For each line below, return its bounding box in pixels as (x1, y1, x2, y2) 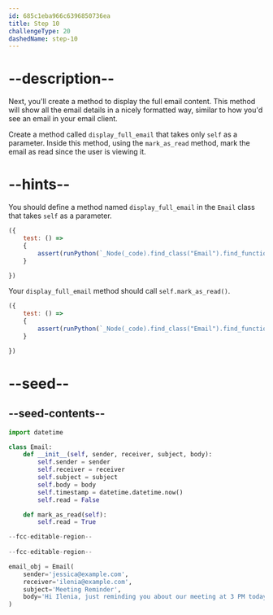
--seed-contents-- (8, 407, 106, 421)
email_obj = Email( (8, 562, 75, 570)
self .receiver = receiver (37, 465, 126, 474)
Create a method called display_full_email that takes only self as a (8, 129, 238, 139)
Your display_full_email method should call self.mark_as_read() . (8, 286, 231, 296)
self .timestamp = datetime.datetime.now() (37, 488, 184, 496)
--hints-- (8, 176, 71, 194)
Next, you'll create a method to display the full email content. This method (8, 97, 256, 107)
